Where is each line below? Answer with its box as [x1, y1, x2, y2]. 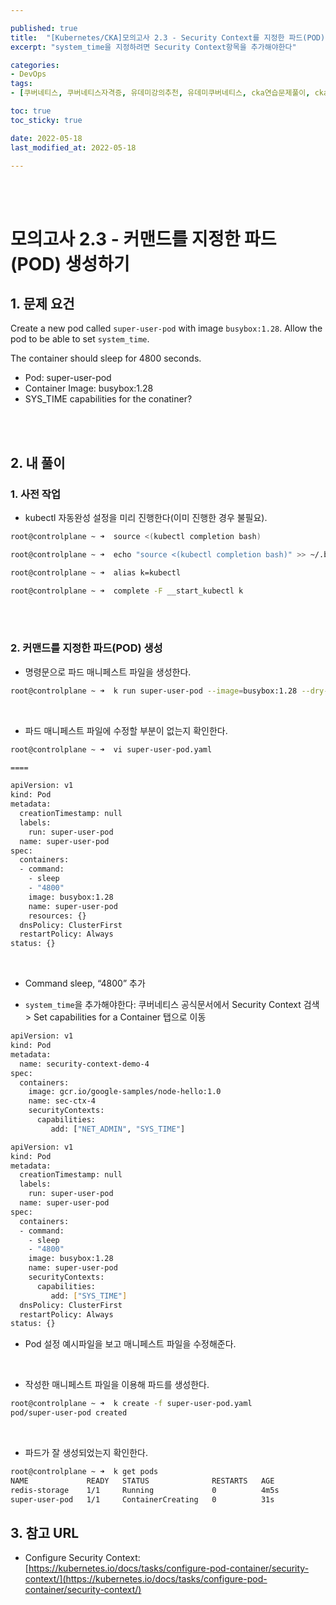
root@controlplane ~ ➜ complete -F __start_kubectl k [10, 586, 244, 596]
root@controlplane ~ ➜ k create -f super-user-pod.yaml [10, 1399, 253, 1409]
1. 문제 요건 [10, 295, 75, 312]
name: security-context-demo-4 [19, 1059, 150, 1069]
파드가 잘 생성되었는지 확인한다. [24, 1447, 148, 1459]
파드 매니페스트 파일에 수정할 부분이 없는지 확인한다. [24, 724, 228, 736]
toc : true [10, 106, 52, 116]
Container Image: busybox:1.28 [24, 382, 154, 395]
